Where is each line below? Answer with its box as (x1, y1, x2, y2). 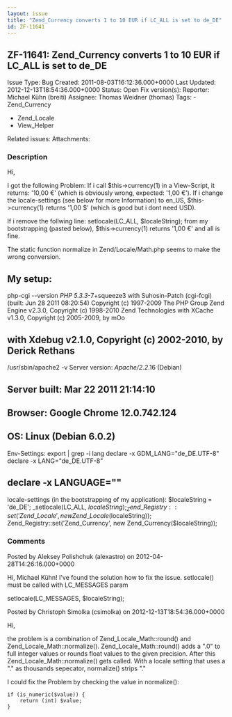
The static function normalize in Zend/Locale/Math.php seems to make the (7, 245, 221, 254)
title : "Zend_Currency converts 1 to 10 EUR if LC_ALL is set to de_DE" (7, 17, 222, 24)
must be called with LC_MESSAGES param (7, 581, 129, 589)
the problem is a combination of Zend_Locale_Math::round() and (7, 634, 191, 643)
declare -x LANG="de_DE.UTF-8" (7, 457, 103, 465)
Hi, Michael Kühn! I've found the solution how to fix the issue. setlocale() (7, 573, 214, 581)
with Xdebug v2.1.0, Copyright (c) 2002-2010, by (7, 333, 224, 345)
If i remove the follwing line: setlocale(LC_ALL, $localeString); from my (7, 217, 208, 226)
